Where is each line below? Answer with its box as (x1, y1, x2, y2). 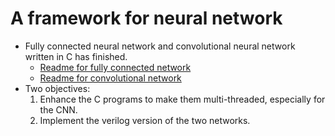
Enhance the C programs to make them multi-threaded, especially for (39, 93, 326, 105)
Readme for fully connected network (39, 61, 192, 73)
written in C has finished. (24, 50, 128, 62)
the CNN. (39, 103, 78, 116)
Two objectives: (24, 82, 91, 94)
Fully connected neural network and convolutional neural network (24, 40, 296, 52)
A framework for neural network (10, 7, 283, 30)
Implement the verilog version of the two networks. (39, 114, 251, 126)
